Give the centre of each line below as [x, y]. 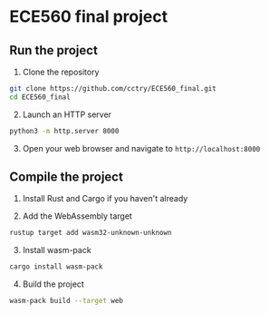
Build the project [53, 284]
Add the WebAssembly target [77, 216]
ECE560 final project [89, 17]
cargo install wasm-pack [56, 267]
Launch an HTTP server [67, 114]
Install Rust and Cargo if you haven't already [105, 199]
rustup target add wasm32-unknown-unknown [91, 233]
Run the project [53, 50]
